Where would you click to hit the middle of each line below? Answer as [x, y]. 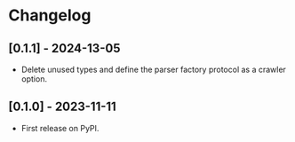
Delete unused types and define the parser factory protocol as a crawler [153, 69]
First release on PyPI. [60, 128]
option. [34, 79]
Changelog [50, 16]
